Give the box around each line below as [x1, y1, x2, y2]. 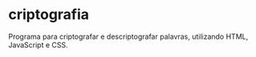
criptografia [8, 6, 90, 24]
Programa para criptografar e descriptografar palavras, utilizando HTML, [8, 32, 249, 41]
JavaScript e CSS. [8, 40, 68, 49]
